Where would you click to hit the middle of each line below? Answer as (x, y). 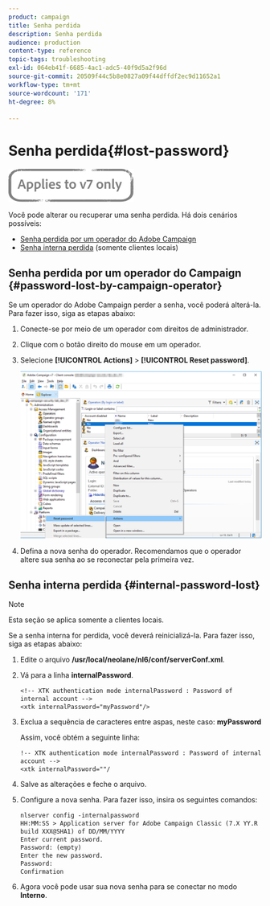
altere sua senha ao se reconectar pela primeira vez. (107, 560)
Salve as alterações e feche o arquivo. (83, 785)
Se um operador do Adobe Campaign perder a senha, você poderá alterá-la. (135, 305)
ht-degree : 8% (32, 102)
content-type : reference (50, 51)
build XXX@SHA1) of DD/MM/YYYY (72, 832)
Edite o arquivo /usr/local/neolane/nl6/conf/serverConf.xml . (122, 660)
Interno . (33, 896)
